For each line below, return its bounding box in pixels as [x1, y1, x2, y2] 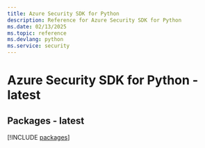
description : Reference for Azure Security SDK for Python [7, 17, 182, 24]
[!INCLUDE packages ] [7, 133, 70, 141]
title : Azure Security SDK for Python [7, 10, 120, 17]
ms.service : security [7, 42, 70, 49]
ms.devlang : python [7, 36, 64, 43]
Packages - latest [7, 115, 85, 126]
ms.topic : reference [7, 29, 67, 37]
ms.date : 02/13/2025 [7, 23, 67, 30]
